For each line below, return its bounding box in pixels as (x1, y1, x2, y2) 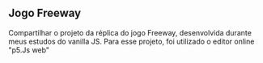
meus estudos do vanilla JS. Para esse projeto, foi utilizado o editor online (8, 36, 255, 46)
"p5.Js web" (8, 44, 50, 55)
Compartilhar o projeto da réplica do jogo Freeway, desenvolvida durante (8, 27, 252, 37)
